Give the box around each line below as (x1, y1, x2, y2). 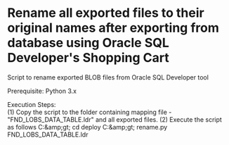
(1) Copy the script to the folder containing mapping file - (7, 108, 172, 116)
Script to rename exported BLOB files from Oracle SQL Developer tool (7, 72, 209, 82)
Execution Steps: (7, 100, 56, 108)
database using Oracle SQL (7, 35, 170, 51)
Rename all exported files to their (7, 5, 205, 21)
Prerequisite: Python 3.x (7, 87, 77, 95)
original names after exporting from (7, 20, 220, 36)
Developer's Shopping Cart (7, 50, 170, 66)
